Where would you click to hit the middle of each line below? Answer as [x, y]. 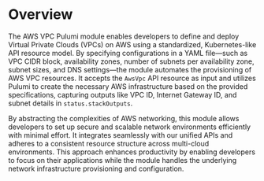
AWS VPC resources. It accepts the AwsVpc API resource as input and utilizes [132, 78]
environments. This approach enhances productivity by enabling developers [132, 152]
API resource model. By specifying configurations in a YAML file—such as [128, 53]
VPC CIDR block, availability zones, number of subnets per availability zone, [131, 61]
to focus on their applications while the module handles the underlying [123, 160]
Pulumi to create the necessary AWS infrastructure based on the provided [128, 86]
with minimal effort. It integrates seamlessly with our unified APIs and [121, 135]
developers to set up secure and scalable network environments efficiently [129, 127]
